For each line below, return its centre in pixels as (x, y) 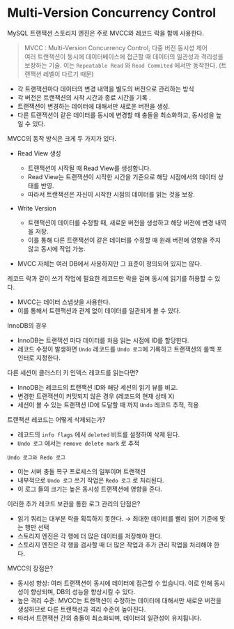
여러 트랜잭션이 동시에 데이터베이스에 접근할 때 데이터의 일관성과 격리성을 (124, 56)
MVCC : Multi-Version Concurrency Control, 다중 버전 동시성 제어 (116, 47)
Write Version (37, 208)
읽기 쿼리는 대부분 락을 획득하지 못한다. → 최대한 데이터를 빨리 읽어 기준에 (117, 518)
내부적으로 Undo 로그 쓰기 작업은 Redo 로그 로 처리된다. (91, 480)
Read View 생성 (39, 153)
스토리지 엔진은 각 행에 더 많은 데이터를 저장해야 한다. (89, 536)
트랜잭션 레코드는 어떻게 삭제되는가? (56, 419)
